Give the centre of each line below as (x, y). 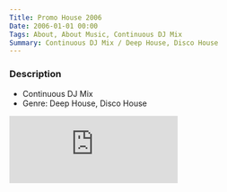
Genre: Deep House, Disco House (85, 103)
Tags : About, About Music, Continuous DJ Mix (96, 34)
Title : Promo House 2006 (56, 17)
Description (35, 74)
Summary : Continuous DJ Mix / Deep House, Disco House (114, 43)
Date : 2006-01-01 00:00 (54, 26)
